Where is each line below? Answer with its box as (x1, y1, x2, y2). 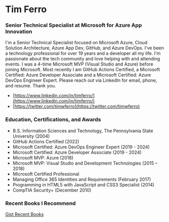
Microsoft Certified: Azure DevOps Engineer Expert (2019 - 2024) (12, 144, 150, 150)
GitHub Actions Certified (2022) (12, 138, 80, 144)
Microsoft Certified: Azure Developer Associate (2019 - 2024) (12, 149, 142, 155)
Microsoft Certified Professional (12, 171, 80, 177)
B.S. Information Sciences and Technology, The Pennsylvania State (12, 128, 153, 134)
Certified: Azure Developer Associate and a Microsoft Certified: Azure (5, 72, 151, 78)
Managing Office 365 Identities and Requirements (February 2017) (12, 176, 151, 182)
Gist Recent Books (5, 211, 44, 217)
